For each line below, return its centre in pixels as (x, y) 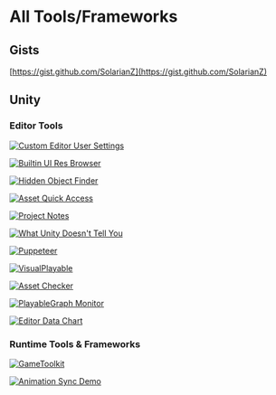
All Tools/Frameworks (94, 17)
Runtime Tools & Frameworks (75, 343)
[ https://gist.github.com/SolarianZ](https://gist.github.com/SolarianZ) (138, 71)
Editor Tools (36, 126)
